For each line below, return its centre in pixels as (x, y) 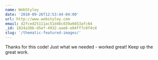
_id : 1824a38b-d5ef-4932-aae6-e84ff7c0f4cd (51, 28)
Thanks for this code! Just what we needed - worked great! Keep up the (79, 47)
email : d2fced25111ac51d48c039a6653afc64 (49, 24)
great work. (17, 52)
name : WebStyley (22, 10)
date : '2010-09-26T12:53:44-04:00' (42, 14)
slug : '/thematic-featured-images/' (43, 33)
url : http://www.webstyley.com (38, 19)
